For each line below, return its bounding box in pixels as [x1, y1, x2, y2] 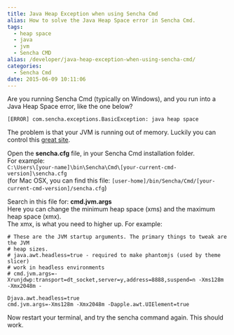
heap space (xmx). [7, 212, 62, 221]
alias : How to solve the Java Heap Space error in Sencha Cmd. [7, 17, 196, 24]
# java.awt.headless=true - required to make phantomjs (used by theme [7, 252, 221, 259]
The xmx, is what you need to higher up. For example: [7, 220, 163, 228]
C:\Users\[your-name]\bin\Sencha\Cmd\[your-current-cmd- [7, 164, 177, 171]
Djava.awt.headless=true [7, 295, 80, 302]
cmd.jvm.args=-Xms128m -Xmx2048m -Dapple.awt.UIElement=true [7, 301, 190, 308]
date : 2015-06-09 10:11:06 [7, 75, 86, 83]
